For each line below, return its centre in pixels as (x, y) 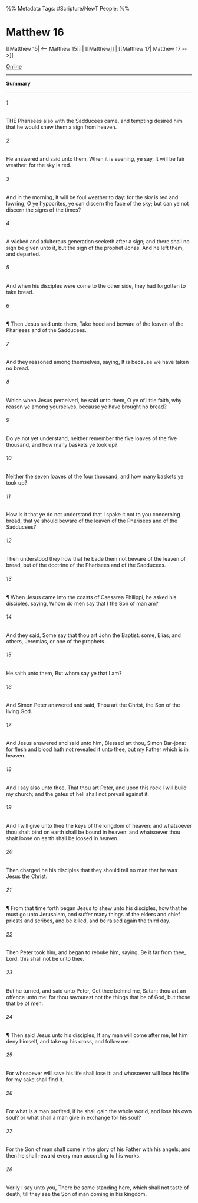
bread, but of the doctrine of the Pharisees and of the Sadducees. (86, 565)
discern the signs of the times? (44, 210)
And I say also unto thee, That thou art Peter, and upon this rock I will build (96, 788)
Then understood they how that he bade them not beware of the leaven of (96, 559)
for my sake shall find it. (35, 1080)
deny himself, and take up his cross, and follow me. (68, 1041)
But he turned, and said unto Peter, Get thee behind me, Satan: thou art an (96, 991)
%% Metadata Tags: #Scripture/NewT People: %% (68, 9)
